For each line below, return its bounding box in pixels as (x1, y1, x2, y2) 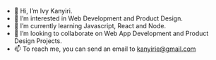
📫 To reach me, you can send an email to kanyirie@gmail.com (13, 44, 196, 53)
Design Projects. (13, 37, 62, 45)
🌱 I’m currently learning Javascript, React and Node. (13, 22, 167, 30)
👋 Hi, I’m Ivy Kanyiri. (13, 7, 73, 15)
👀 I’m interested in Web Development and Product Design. (13, 14, 184, 23)
